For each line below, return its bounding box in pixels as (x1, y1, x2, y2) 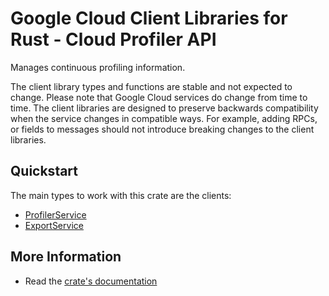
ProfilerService (24, 208, 87, 221)
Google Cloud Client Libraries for (10, 7, 288, 30)
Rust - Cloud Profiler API (10, 28, 217, 51)
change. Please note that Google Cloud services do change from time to (10, 91, 308, 103)
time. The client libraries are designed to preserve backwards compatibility (10, 102, 319, 114)
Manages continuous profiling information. (10, 61, 186, 73)
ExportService (24, 219, 84, 231)
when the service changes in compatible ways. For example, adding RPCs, (10, 112, 318, 124)
